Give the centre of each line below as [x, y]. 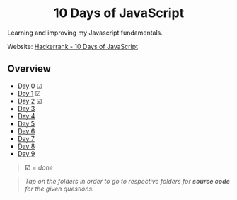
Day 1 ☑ [29, 93]
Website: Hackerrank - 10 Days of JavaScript [73, 46]
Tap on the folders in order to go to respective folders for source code [127, 181]
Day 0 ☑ [30, 86]
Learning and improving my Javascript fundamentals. [85, 33]
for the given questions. [59, 189]
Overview [29, 69]
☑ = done [39, 167]
